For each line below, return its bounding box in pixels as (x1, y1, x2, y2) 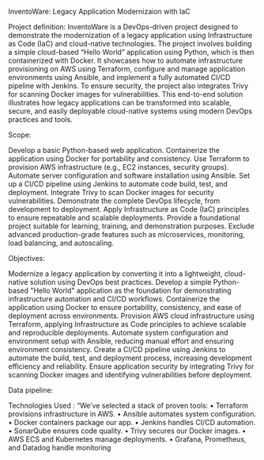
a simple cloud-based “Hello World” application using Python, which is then (8, 48, 255, 56)
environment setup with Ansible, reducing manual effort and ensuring (8, 336, 235, 346)
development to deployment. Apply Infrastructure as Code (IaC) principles (8, 205, 250, 213)
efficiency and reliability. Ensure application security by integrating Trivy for (8, 362, 255, 371)
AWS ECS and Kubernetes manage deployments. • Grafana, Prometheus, (8, 435, 247, 443)
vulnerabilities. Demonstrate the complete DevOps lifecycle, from (8, 196, 221, 205)
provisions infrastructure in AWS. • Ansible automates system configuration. (8, 409, 257, 419)
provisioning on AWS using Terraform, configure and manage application (8, 64, 246, 74)
